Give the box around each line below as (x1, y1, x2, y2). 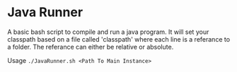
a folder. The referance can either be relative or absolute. (7, 42, 174, 51)
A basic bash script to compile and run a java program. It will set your (7, 28, 209, 36)
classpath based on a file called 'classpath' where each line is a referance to (7, 35, 231, 43)
